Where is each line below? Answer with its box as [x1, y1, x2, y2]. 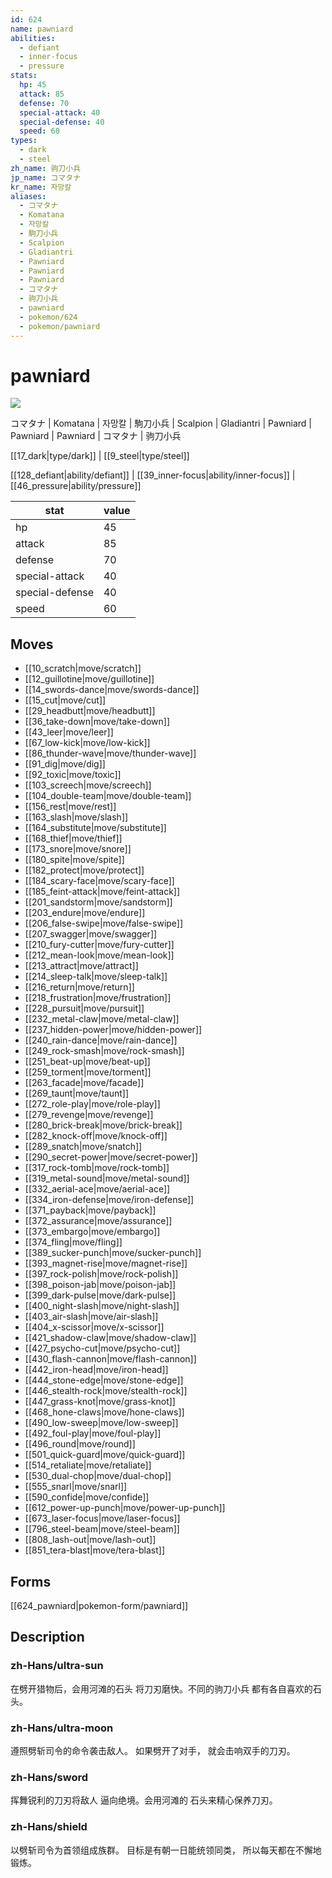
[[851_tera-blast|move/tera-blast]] [24, 1544, 166, 1556]
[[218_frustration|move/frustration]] [24, 992, 172, 1004]
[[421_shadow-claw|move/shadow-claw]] [24, 1332, 197, 1344]
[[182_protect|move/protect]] [24, 864, 145, 876]
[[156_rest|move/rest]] [24, 801, 117, 813]
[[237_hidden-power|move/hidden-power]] [24, 1024, 203, 1036]
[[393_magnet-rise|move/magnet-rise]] [24, 1257, 188, 1270]
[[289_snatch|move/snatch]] [24, 1141, 143, 1153]
